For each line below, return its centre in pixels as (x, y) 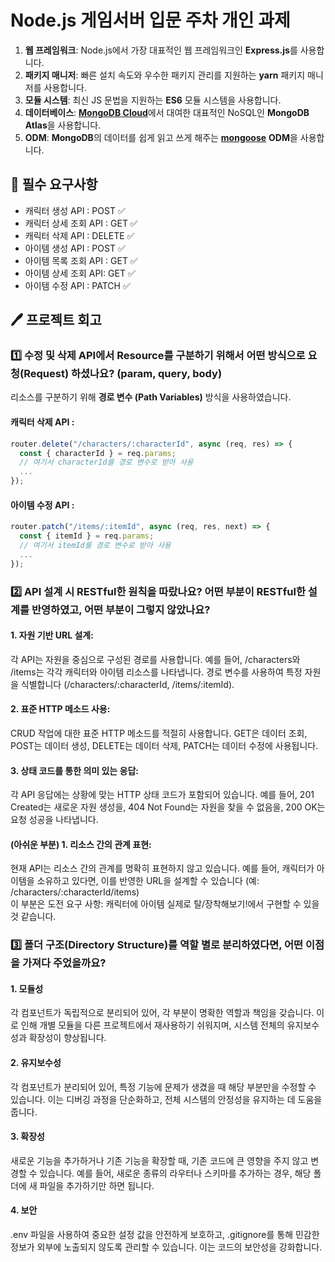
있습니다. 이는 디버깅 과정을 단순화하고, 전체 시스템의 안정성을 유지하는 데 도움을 (166, 1099)
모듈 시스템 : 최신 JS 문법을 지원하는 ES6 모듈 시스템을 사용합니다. (153, 100)
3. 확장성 (27, 1137)
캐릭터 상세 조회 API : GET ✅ (81, 223)
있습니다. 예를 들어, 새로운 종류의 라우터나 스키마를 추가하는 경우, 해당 (175, 1173)
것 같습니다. (33, 917)
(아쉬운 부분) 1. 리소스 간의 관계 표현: (81, 844)
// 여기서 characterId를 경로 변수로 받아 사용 (106, 462)
